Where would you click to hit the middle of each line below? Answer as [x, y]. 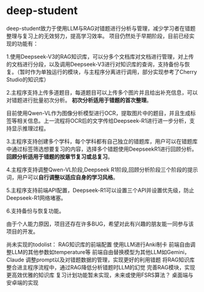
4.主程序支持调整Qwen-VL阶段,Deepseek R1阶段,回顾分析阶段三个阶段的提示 [102, 169]
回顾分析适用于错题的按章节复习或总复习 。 [60, 156]
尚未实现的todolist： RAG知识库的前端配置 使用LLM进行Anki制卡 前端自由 [98, 244]
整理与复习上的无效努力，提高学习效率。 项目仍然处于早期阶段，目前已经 [98, 36]
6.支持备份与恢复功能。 [36, 211]
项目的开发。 [22, 231]
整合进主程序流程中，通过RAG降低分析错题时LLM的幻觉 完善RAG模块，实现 [101, 267]
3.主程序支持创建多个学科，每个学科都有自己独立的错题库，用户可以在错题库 [102, 141]
